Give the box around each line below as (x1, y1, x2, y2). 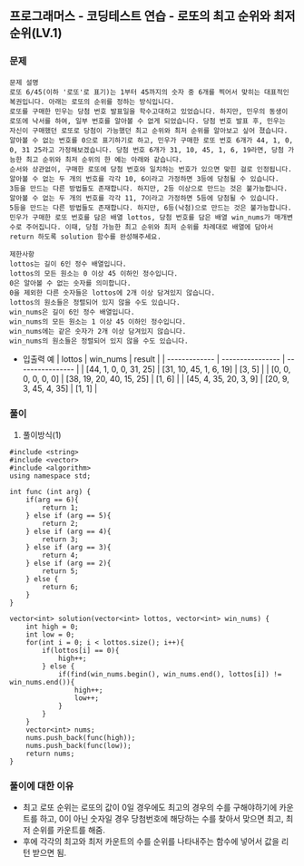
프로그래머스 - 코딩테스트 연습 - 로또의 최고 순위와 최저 (9, 8, 296, 24)
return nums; (25, 749, 75, 758)
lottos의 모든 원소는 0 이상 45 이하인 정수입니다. (9, 268, 179, 278)
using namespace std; (9, 471, 92, 481)
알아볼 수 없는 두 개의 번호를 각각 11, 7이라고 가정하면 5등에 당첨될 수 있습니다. (9, 193, 279, 202)
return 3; (42, 534, 79, 544)
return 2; (42, 519, 79, 528)
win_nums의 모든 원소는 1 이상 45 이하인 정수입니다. (9, 316, 187, 326)
